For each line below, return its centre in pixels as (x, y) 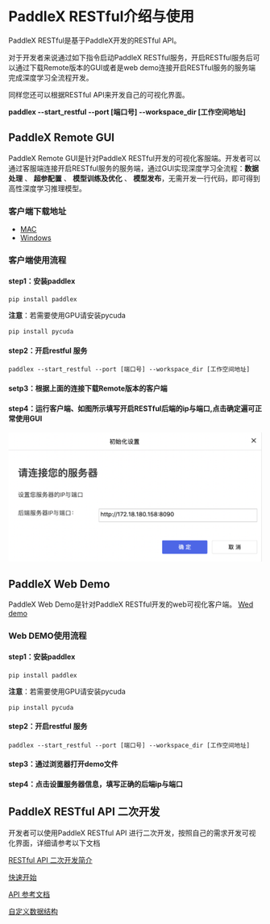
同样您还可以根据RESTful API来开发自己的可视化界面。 (99, 94)
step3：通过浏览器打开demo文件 (63, 764)
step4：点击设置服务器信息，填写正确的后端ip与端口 (96, 784)
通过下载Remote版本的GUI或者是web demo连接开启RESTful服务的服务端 (135, 67)
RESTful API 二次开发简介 (50, 860)
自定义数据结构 (33, 911)
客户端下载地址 (37, 211)
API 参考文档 (29, 894)
